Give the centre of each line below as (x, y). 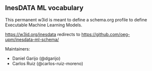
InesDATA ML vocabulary (44, 8)
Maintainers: (18, 49)
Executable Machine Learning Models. (43, 25)
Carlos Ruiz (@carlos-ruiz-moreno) (48, 63)
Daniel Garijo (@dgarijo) (36, 58)
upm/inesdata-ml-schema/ (32, 39)
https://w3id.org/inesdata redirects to (43, 34)
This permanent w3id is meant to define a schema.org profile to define (76, 19)
